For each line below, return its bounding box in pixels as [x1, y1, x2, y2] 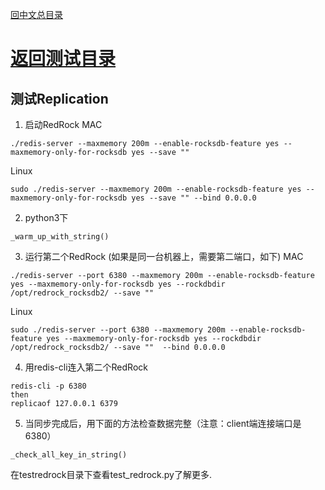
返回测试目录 [10, 48, 117, 70]
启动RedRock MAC [24, 119, 103, 130]
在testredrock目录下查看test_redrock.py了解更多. [10, 469, 213, 480]
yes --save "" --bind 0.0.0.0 [131, 193, 257, 203]
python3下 [24, 212, 69, 223]
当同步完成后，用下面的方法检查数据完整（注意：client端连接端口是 [24, 418, 302, 429]
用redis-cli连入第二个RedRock [24, 361, 148, 373]
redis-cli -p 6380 [10, 381, 87, 391]
